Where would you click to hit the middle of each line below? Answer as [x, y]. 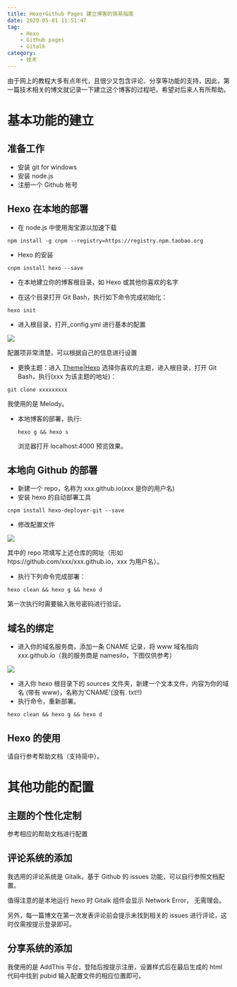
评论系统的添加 [40, 858]
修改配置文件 [36, 525]
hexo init [22, 310]
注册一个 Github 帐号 [48, 185]
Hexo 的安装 [35, 255]
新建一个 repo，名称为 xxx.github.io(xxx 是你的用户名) [96, 489]
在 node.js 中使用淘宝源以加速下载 [67, 227]
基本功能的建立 [51, 120]
